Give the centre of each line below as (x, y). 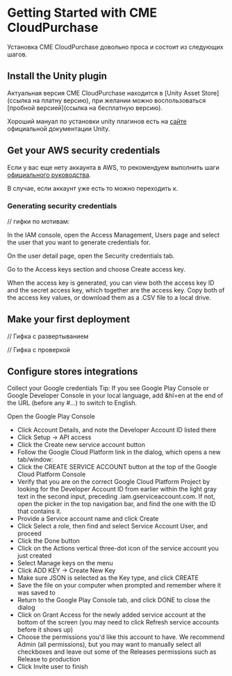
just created (34, 556)
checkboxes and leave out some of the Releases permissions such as (117, 652)
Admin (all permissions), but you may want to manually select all (109, 645)
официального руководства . (49, 175)
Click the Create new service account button (81, 445)
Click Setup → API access (54, 437)
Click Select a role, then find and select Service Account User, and (113, 526)
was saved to (36, 592)
